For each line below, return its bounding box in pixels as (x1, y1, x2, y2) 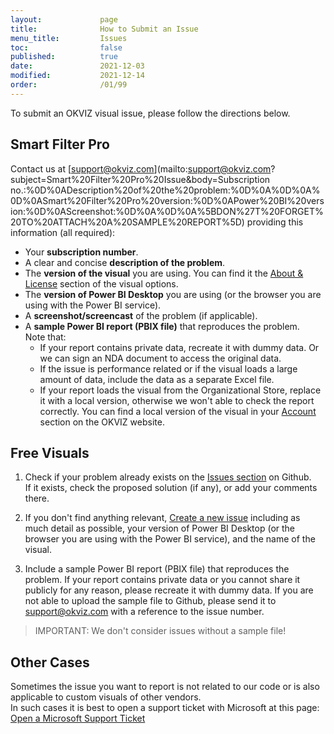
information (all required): (10, 226, 116, 238)
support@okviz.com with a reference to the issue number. (24, 606, 265, 618)
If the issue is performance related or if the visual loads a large (39, 362, 298, 375)
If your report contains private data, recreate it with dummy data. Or (39, 341, 320, 353)
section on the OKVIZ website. (39, 416, 165, 428)
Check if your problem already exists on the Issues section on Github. (24, 471, 312, 483)
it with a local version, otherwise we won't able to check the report (39, 394, 315, 406)
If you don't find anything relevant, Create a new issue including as (24, 512, 301, 524)
